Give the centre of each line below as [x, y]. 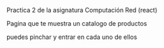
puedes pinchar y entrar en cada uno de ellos [72, 37]
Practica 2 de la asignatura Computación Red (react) [82, 10]
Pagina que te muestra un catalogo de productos [77, 23]
